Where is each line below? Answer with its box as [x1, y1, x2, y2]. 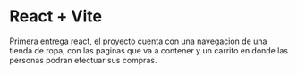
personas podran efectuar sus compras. [9, 54, 157, 65]
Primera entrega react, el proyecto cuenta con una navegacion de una [9, 36, 267, 46]
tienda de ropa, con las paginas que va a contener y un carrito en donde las [9, 45, 289, 55]
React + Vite [9, 6, 103, 27]
